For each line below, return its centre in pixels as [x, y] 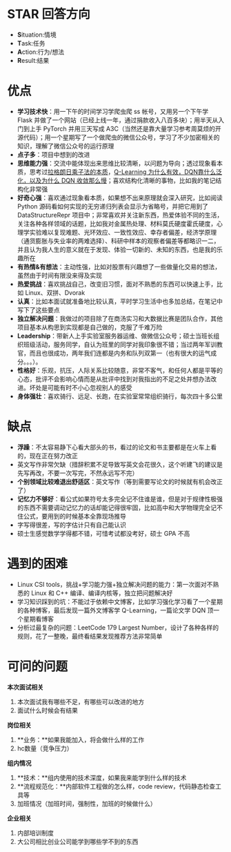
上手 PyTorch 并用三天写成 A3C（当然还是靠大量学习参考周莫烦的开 [125, 128]
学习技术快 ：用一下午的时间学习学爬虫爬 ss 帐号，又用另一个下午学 [113, 111]
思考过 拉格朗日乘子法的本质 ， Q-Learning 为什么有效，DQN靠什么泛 [126, 172]
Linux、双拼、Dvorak [55, 292]
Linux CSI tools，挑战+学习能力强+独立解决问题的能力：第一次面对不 [115, 584]
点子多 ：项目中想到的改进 [53, 154]
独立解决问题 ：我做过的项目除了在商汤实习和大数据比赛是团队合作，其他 [120, 318]
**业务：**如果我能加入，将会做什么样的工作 [81, 739]
